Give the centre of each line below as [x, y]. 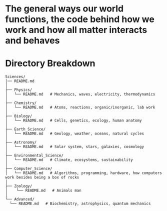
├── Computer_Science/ [29, 169]
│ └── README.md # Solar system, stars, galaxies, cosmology [74, 147]
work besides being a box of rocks [42, 177]
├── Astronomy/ [21, 142]
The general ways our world [64, 9]
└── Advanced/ [20, 199]
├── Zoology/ [19, 186]
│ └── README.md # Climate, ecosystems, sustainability [69, 160]
